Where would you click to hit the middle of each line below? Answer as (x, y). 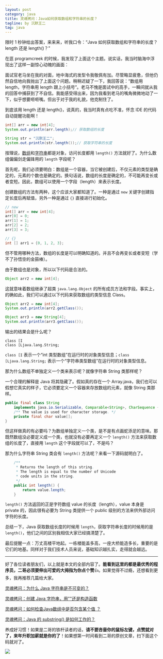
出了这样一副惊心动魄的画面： (39, 65)
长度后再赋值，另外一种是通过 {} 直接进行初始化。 (59, 198)
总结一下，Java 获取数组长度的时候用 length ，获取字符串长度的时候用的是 (79, 527)
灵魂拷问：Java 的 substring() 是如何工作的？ (50, 620)
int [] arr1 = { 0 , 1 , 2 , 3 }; (34, 243)
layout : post (18, 9)
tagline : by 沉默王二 (25, 23)
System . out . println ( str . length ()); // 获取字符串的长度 (59, 143)
